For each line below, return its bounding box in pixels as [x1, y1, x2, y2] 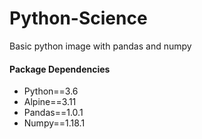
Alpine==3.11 [23, 96, 77, 108]
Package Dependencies [9, 63, 111, 75]
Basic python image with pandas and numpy [9, 40, 192, 52]
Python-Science [9, 7, 148, 30]
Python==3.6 [23, 85, 79, 97]
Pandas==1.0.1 [23, 107, 84, 119]
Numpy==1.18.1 [23, 117, 86, 129]
